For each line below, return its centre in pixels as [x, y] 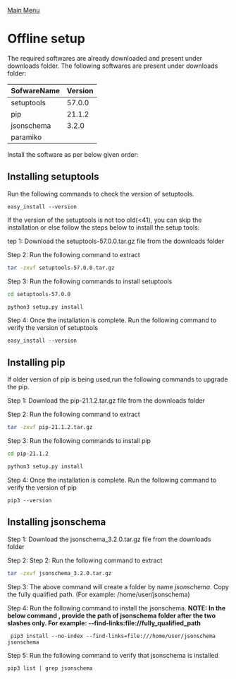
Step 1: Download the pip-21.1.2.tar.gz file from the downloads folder [106, 401]
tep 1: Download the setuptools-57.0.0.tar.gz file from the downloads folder [116, 241]
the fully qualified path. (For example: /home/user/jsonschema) [99, 594]
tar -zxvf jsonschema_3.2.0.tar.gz [60, 573]
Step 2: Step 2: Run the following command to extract [85, 560]
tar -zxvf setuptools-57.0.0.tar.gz [61, 268]
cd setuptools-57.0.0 [39, 294]
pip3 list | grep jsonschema [50, 668]
